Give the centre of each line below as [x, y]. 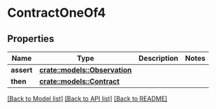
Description [158, 58]
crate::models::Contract [80, 81]
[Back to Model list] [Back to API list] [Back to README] [87, 99]
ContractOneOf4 [57, 13]
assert [22, 70]
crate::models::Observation [86, 70]
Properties [31, 39]
